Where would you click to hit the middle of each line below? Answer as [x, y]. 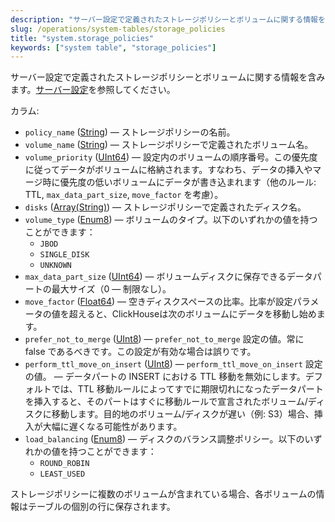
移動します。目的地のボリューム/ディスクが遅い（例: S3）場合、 [183, 414]
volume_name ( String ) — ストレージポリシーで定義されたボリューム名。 [169, 145]
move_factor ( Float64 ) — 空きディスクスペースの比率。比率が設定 [158, 302]
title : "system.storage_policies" [82, 38]
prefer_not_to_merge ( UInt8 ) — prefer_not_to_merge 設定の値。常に [164, 339]
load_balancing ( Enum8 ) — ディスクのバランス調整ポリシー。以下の [164, 439]
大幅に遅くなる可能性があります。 [112, 427]
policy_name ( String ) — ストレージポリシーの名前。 [130, 132]
